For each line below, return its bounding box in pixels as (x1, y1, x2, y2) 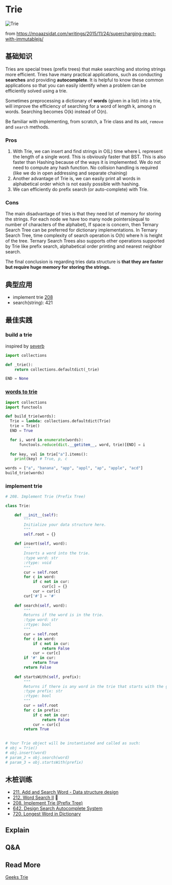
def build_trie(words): (5, 414, 56, 419)
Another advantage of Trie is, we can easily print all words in (12, 176, 141, 182)
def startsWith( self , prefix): (14, 674, 81, 679)
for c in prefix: (24, 707, 60, 713)
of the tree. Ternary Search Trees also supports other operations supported (5, 238, 165, 244)
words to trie (5, 388, 37, 395)
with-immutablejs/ (5, 36, 44, 42)
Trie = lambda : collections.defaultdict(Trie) (10, 419, 111, 424)
